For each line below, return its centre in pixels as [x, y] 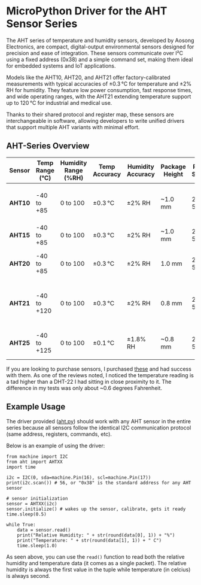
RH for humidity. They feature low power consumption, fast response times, [99, 90]
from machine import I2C [37, 456]
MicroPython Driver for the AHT [87, 11]
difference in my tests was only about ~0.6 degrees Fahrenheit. [84, 388]
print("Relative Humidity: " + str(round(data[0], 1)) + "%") [96, 535]
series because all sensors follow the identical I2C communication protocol [99, 428]
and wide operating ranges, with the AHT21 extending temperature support [99, 96]
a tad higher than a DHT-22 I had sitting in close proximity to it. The [89, 381]
